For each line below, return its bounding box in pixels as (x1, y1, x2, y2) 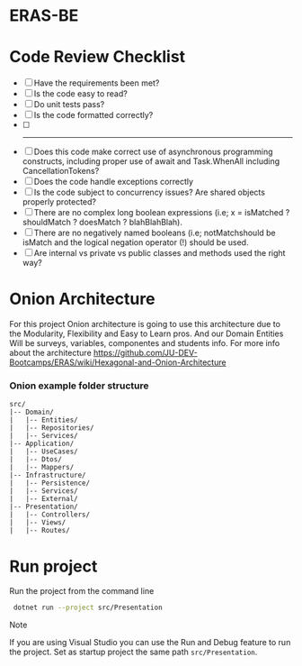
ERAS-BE (9, 5, 79, 26)
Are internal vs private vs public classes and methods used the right (33, 248, 286, 259)
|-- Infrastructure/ (9, 470, 87, 480)
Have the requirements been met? (33, 78, 160, 88)
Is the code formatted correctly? (33, 110, 154, 121)
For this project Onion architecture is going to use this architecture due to (9, 319, 281, 330)
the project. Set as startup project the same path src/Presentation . (9, 646, 258, 658)
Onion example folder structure (9, 379, 150, 392)
